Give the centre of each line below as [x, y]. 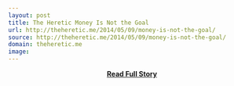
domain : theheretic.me [45, 45]
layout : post [29, 15]
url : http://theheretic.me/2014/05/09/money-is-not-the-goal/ [112, 30]
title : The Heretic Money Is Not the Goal [79, 23]
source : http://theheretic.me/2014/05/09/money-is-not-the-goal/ [117, 37]
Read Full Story [132, 74]
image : [19, 52]
